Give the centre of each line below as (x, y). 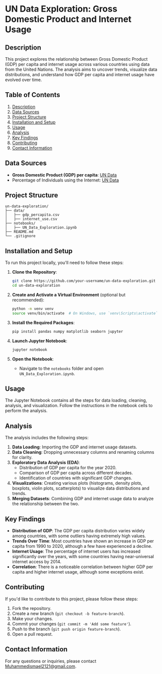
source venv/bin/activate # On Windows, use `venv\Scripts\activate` (85, 313)
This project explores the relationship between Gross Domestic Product (76, 59)
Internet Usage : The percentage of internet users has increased (76, 551)
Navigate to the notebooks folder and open (61, 368)
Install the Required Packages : (43, 322)
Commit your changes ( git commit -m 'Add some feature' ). (72, 624)
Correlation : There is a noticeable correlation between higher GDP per (82, 567)
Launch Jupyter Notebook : (40, 341)
